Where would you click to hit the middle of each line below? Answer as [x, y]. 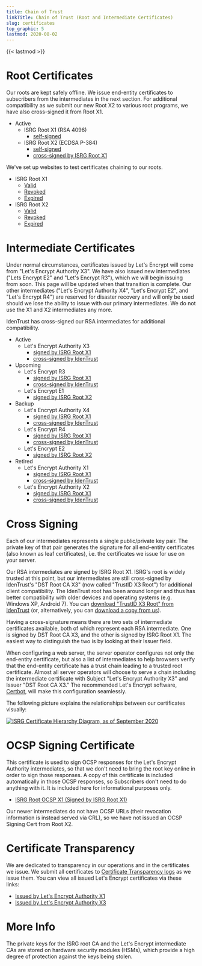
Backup [24, 404]
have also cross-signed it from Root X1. [55, 112]
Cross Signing [42, 524]
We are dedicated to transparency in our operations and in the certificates [98, 865]
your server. [21, 560]
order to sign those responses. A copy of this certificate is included [90, 775]
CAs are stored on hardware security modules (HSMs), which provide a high [101, 950]
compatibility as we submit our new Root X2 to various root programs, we [97, 106]
